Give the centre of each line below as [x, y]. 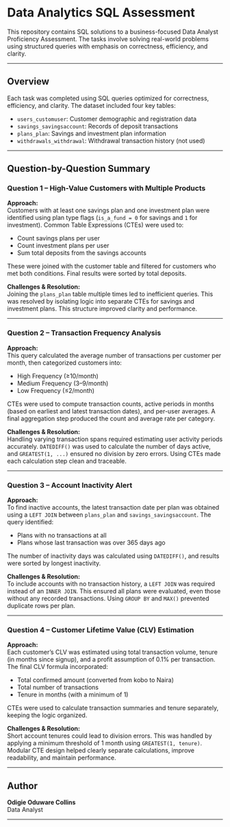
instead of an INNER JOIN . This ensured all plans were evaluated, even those [114, 591]
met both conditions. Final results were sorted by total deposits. [97, 273]
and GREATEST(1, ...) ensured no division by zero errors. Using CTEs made [114, 453]
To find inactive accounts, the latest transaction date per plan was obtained [113, 508]
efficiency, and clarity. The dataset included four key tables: [91, 105]
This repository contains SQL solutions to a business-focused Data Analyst [113, 32]
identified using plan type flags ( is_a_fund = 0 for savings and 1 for [102, 218]
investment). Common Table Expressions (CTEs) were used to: [95, 225]
